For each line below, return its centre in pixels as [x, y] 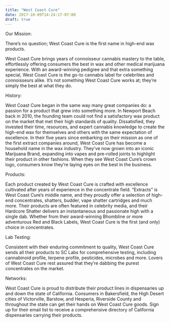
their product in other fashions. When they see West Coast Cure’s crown [81, 159]
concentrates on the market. [35, 269]
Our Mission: [19, 34]
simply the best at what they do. [39, 86]
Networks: [16, 278]
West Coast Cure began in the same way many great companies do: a [78, 105]
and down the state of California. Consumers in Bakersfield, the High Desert [84, 294]
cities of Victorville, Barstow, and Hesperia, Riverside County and [73, 299]
